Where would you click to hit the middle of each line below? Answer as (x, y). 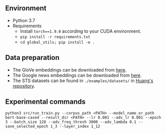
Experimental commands (45, 102)
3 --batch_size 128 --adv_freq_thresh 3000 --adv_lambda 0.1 (71, 122)
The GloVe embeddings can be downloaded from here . (70, 70)
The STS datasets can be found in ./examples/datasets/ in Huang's (83, 81)
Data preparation (32, 58)
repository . (24, 86)
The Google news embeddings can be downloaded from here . (77, 75)
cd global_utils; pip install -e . (57, 42)
